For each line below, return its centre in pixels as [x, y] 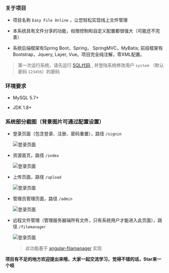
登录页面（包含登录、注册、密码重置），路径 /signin [67, 133]
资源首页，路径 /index [36, 155]
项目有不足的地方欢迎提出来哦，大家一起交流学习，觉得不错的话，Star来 [81, 259]
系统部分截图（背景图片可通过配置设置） [55, 122]
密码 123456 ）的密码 [39, 72]
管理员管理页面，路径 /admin [43, 198]
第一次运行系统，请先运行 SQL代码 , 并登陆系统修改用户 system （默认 [91, 65]
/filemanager [32, 227]
